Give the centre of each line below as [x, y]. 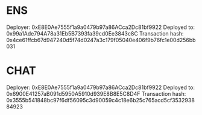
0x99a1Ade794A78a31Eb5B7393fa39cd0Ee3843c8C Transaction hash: [95, 33]
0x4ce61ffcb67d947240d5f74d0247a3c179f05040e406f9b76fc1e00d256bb [101, 40]
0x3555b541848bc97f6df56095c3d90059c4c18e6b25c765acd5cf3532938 [100, 100]
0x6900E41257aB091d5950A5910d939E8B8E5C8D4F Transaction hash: [96, 93]
